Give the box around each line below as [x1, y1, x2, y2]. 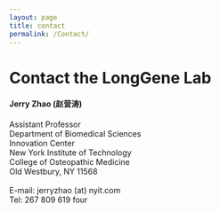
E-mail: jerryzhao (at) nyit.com [9, 185, 121, 195]
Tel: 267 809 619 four [9, 194, 88, 205]
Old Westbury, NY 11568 [9, 166, 98, 177]
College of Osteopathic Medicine [9, 156, 131, 167]
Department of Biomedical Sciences [9, 128, 142, 138]
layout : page [9, 12, 58, 22]
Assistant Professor [9, 119, 82, 130]
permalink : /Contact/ [9, 29, 90, 38]
